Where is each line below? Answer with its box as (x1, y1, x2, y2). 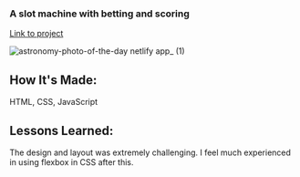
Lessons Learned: (9, 122, 114, 139)
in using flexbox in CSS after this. (9, 156, 134, 167)
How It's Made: (9, 72, 98, 88)
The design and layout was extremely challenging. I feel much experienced (9, 147, 292, 158)
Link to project (9, 28, 64, 39)
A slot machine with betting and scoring (9, 7, 190, 20)
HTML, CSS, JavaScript (9, 97, 98, 108)
